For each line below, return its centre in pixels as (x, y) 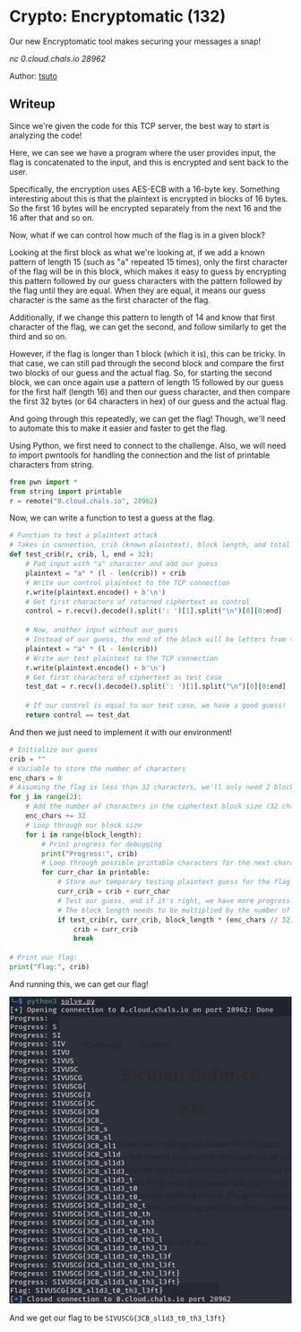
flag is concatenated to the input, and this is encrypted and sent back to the (149, 162)
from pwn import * (43, 482)
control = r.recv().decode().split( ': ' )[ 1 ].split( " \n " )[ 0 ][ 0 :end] (154, 611)
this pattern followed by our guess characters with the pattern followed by (146, 280)
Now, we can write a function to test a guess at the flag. (112, 518)
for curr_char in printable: (96, 872)
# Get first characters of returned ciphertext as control (138, 602)
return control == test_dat (77, 715)
